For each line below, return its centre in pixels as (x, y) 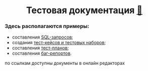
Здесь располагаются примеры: (47, 26)
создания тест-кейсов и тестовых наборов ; (59, 43)
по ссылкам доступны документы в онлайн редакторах (65, 63)
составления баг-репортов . (42, 53)
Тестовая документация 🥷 (84, 10)
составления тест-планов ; (40, 48)
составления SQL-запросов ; (43, 37)
